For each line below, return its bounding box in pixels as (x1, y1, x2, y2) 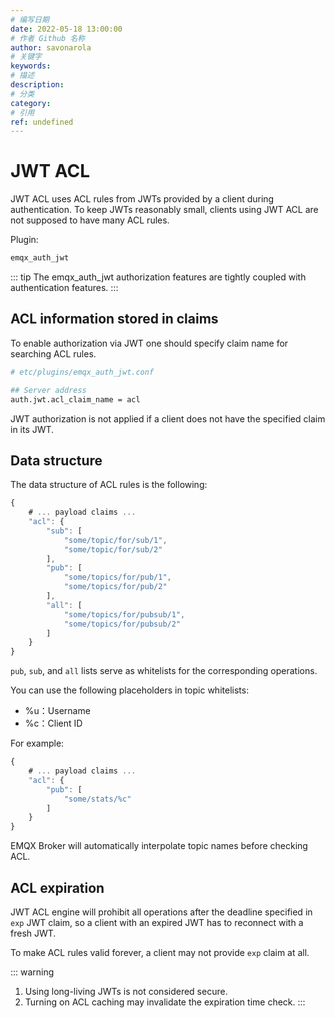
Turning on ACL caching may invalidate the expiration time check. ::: (24, 996, 306, 1008)
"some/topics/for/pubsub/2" (63, 619, 182, 629)
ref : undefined (10, 117, 74, 127)
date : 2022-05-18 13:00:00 (10, 24, 123, 34)
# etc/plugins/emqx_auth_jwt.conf (10, 367, 155, 377)
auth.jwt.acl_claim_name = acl (10, 394, 141, 405)
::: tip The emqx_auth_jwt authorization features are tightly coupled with (10, 271, 307, 283)
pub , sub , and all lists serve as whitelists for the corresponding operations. (10, 665, 318, 677)
